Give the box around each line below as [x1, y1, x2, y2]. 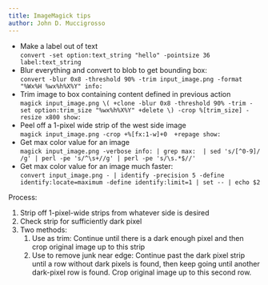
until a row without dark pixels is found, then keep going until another [31, 259, 260, 268]
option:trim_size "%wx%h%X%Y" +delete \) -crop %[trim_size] [34, 106, 242, 114]
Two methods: [19, 225, 68, 235]
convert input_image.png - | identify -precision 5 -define [19, 171, 225, 179]
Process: [8, 192, 38, 202]
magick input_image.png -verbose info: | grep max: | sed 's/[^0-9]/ [19, 147, 261, 155]
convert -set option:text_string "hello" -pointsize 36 [19, 51, 210, 59]
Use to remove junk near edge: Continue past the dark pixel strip [31, 250, 246, 260]
